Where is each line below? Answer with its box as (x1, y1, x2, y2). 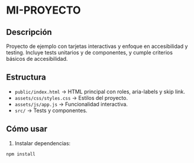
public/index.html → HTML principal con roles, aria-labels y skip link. (14, 88, 185, 95)
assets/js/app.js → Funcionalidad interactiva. (14, 100, 128, 107)
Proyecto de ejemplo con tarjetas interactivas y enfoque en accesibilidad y (6, 43, 188, 50)
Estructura (6, 72, 46, 83)
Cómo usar (6, 124, 48, 134)
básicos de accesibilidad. (6, 56, 68, 62)
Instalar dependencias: (14, 139, 71, 146)
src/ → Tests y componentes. (14, 107, 88, 114)
